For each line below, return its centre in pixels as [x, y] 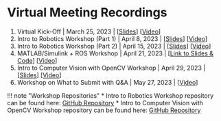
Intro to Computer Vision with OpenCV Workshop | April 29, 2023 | [111, 68]
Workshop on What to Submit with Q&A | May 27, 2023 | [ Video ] [107, 82]
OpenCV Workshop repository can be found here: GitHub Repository [104, 110]
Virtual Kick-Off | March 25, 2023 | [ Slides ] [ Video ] [89, 31]
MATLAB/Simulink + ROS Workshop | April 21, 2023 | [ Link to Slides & [115, 53]
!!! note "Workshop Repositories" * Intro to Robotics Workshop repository [110, 95]
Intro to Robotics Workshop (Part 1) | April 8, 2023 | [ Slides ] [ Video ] [112, 38]
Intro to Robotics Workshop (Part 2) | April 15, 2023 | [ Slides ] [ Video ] [114, 46]
